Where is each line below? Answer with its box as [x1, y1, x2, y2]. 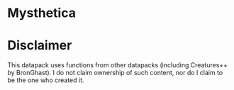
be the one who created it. [7, 76, 84, 84]
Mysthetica [7, 5, 77, 21]
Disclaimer [7, 38, 72, 54]
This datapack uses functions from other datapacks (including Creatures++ [7, 61, 228, 69]
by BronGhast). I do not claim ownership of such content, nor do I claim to [7, 69, 223, 77]
